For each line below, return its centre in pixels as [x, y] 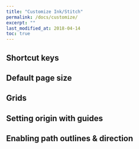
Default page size [39, 78]
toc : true [18, 34]
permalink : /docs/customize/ [42, 17]
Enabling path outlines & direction [70, 139]
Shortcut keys [33, 58]
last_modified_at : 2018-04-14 [43, 28]
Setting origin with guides [55, 118]
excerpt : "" [21, 23]
